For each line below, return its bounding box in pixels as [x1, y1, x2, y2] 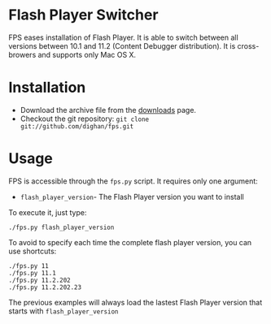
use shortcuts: [8, 246, 57, 256]
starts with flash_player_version [8, 306, 119, 316]
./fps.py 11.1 [8, 269, 57, 277]
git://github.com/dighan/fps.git [20, 122, 134, 131]
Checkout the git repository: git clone [20, 114, 150, 123]
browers [8, 50, 37, 59]
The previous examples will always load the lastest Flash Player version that [8, 297, 263, 307]
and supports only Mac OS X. [37, 50, 137, 59]
